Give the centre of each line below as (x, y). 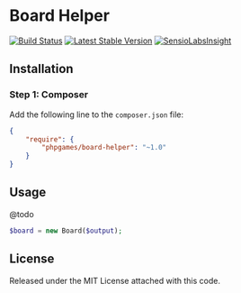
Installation (41, 69)
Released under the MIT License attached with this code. (115, 280)
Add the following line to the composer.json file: (97, 114)
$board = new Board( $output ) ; (66, 231)
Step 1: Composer (49, 95)
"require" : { (50, 139)
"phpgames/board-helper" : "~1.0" (104, 148)
